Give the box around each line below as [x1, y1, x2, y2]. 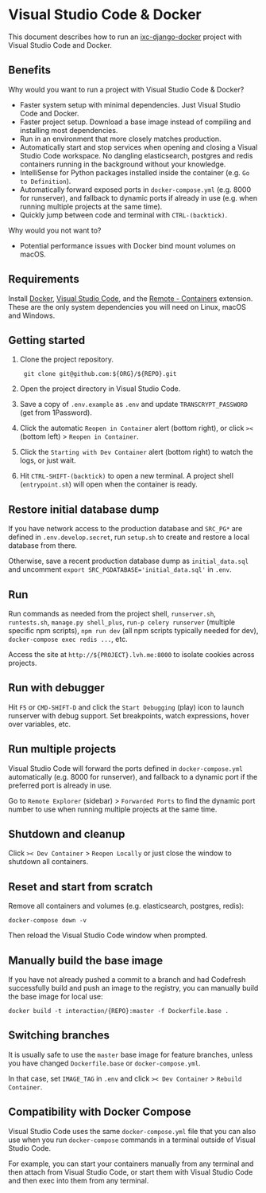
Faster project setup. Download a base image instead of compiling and [19, 117, 252, 127]
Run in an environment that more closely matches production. [19, 134, 222, 143]
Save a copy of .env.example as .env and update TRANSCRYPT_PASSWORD [19, 400, 249, 409]
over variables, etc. [8, 719, 71, 729]
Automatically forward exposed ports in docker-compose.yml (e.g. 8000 [19, 185, 252, 194]
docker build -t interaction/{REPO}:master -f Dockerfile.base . [8, 1007, 229, 1015]
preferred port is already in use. [8, 780, 112, 790]
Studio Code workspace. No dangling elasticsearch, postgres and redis [19, 151, 253, 160]
